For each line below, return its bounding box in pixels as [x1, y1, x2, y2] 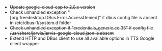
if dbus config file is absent [102, 15, 157, 20]
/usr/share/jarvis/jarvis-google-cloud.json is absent [9, 30, 114, 36]
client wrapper [9, 41, 39, 46]
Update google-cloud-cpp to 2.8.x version [9, 4, 96, 10]
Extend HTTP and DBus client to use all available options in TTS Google [9, 35, 155, 41]
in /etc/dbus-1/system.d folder [9, 20, 71, 25]
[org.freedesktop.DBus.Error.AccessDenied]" [9, 15, 102, 20]
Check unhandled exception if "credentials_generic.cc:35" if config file [9, 25, 154, 31]
